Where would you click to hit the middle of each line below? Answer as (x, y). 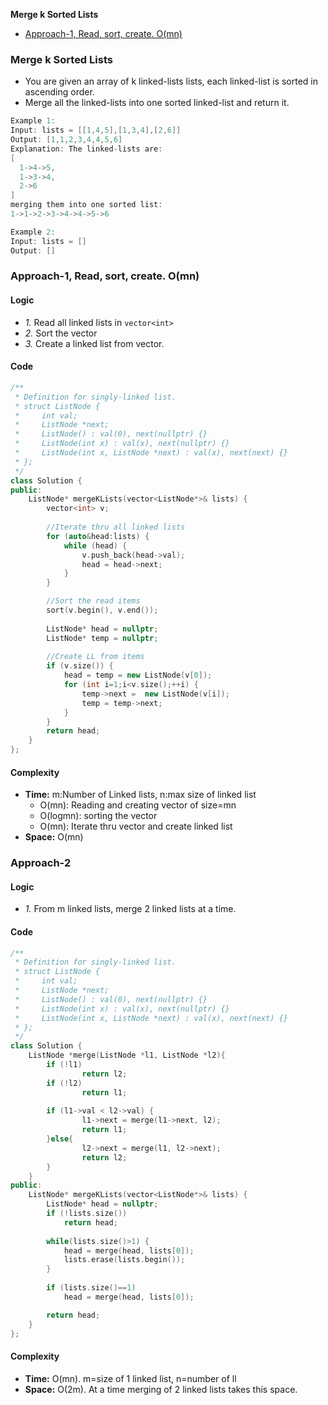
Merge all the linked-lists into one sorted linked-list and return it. (157, 103)
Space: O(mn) (54, 837)
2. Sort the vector (61, 333)
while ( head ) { (95, 545)
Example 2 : (33, 232)
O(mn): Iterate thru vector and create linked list (136, 826)
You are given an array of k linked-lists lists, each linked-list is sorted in (171, 81)
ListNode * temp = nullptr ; (102, 638)
